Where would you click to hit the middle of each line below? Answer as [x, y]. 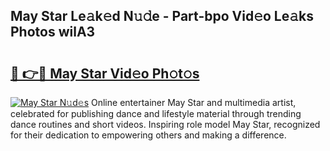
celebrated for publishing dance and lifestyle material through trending [156, 113]
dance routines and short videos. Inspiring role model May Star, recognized [165, 124]
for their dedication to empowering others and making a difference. [148, 135]
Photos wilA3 [53, 32]
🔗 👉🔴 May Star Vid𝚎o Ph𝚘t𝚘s [105, 73]
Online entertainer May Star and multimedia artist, [194, 102]
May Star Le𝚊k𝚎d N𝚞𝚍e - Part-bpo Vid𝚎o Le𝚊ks [162, 16]
